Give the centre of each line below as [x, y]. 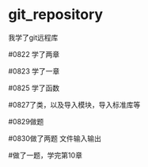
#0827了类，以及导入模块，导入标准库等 [74, 104]
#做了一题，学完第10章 [46, 155]
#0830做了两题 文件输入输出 [55, 138]
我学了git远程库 [33, 37]
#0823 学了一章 [34, 71]
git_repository [56, 15]
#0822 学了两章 [34, 54]
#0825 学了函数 [34, 88]
